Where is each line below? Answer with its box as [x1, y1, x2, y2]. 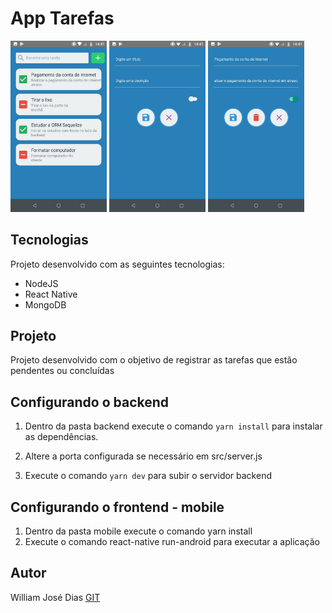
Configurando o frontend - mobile [10, 498, 225, 516]
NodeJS [24, 277, 59, 289]
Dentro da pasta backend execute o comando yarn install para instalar [24, 420, 323, 432]
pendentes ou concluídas [10, 365, 115, 377]
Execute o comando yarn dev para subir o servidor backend [24, 470, 272, 482]
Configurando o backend [10, 393, 170, 411]
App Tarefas [10, 7, 115, 30]
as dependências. [24, 431, 99, 443]
